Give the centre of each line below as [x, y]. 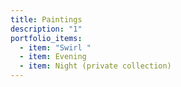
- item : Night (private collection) [95, 66]
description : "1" [46, 29]
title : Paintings [46, 19]
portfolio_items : [46, 38]
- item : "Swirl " [55, 47]
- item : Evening [53, 57]
